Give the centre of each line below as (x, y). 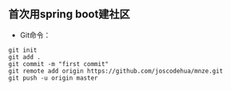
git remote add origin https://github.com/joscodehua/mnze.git (116, 71)
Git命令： (35, 35)
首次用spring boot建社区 (69, 14)
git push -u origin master (53, 78)
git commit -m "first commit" (59, 64)
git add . (25, 57)
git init (23, 50)
